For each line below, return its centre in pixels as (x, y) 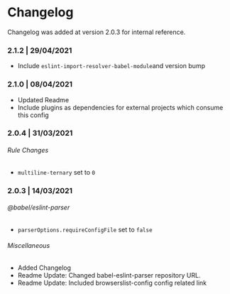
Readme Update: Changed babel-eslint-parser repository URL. (109, 275)
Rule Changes (28, 151)
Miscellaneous (29, 246)
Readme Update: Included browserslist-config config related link (112, 283)
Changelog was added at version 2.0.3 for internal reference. (97, 32)
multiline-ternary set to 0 (56, 172)
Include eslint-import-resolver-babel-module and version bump (111, 66)
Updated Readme (43, 99)
